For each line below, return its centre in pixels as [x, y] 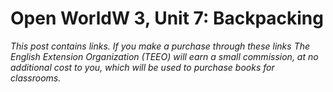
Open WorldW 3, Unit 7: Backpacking [167, 18]
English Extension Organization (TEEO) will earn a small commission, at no [164, 56]
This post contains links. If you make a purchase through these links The [160, 46]
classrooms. [36, 78]
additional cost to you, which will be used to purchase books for [142, 67]
